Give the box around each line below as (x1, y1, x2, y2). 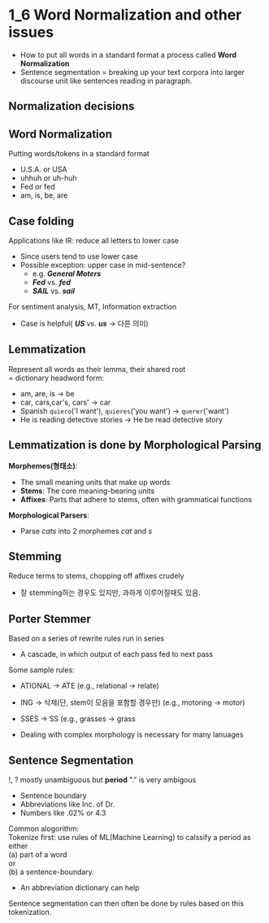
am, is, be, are (20, 190, 68, 200)
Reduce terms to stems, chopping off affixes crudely (8, 571, 184, 581)
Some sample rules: (8, 665, 75, 675)
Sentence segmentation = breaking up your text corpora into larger (20, 67, 245, 77)
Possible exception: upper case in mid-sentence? (20, 260, 186, 269)
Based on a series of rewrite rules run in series (8, 633, 165, 644)
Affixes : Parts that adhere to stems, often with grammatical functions (20, 494, 253, 504)
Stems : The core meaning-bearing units (20, 486, 155, 496)
